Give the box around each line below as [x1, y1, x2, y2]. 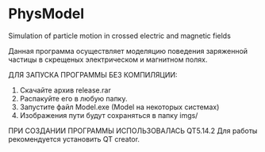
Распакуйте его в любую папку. [19, 93, 128, 103]
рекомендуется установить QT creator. [8, 134, 140, 143]
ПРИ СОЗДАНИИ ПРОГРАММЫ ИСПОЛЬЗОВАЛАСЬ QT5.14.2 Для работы [8, 126, 258, 135]
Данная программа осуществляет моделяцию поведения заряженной [8, 46, 248, 55]
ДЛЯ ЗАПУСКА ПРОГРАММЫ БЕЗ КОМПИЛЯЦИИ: [8, 70, 178, 79]
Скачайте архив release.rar [19, 85, 111, 95]
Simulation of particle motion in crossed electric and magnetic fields [8, 31, 232, 40]
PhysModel [8, 5, 85, 23]
